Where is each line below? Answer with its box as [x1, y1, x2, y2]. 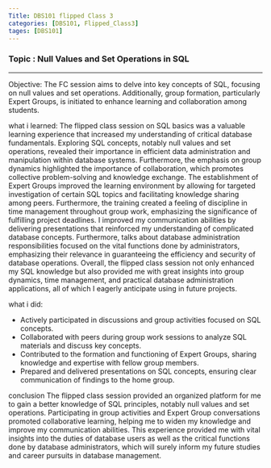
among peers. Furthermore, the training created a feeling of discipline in [8, 198, 248, 207]
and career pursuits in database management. [8, 450, 162, 460]
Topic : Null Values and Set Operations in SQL [8, 53, 190, 65]
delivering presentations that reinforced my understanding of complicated [8, 224, 254, 233]
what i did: [8, 299, 44, 309]
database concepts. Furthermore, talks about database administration [8, 232, 240, 242]
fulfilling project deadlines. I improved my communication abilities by [8, 215, 236, 224]
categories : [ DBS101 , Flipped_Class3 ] [8, 19, 139, 27]
